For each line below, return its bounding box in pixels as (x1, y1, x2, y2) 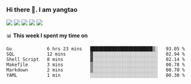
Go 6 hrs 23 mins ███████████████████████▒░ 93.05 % (6, 46, 186, 52)
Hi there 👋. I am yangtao (6, 5, 78, 14)
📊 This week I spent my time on (6, 32, 88, 39)
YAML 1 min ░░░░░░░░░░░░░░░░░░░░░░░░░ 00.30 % (6, 73, 186, 79)
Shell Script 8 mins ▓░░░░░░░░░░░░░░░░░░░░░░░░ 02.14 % (6, 57, 186, 63)
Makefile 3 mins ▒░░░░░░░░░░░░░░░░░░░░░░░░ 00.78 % (6, 62, 186, 68)
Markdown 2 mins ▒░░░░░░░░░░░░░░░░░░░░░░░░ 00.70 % (6, 67, 186, 73)
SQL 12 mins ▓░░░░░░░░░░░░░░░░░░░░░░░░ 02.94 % (6, 51, 186, 57)
